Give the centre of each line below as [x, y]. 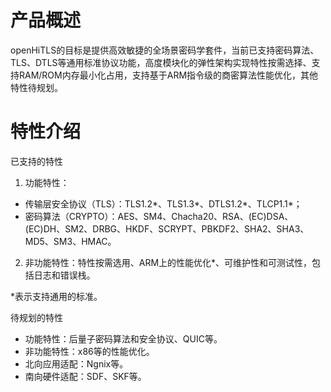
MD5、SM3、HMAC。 [70, 241]
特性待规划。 [36, 87]
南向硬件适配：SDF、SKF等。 [85, 376]
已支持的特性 [36, 161]
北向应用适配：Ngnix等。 [76, 363]
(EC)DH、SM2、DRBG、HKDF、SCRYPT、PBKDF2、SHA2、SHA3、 [167, 228]
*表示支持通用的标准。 [56, 296]
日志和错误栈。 [64, 275]
